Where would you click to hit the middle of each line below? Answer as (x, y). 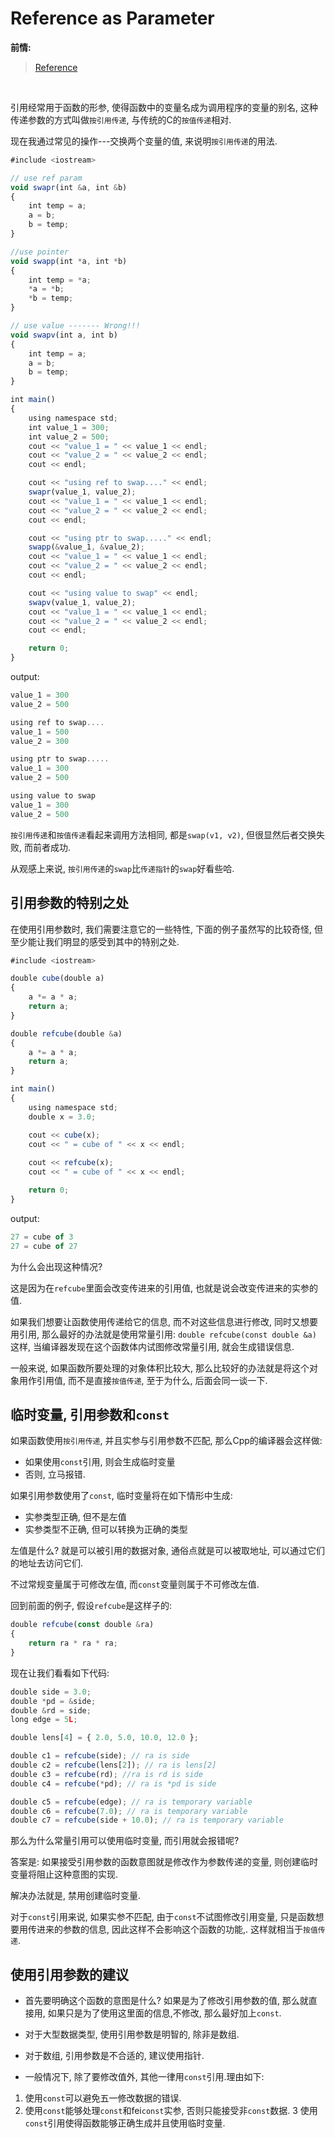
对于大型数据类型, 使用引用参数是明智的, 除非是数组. (132, 2034)
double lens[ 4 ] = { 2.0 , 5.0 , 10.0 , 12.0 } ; (104, 1738)
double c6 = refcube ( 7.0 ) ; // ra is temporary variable (129, 1811)
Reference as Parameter (112, 18)
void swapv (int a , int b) (64, 335)
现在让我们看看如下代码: (60, 1673)
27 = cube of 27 (44, 1246)
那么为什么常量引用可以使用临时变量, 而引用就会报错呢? (125, 1841)
